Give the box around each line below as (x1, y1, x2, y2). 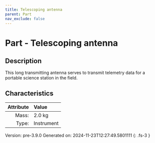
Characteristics (5, 89, 54, 97)
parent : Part (5, 12, 32, 17)
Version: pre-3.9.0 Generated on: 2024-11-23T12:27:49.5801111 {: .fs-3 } (5, 133, 151, 139)
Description (5, 57, 42, 65)
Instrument (33, 120, 59, 127)
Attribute (7, 104, 29, 111)
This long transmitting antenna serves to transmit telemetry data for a (5, 70, 146, 76)
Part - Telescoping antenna (5, 37, 118, 48)
